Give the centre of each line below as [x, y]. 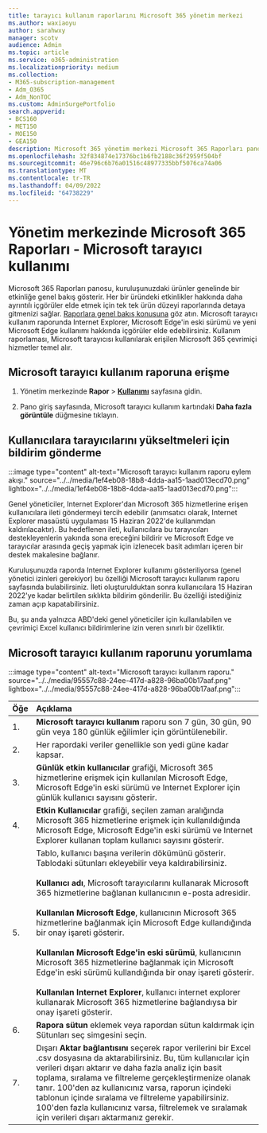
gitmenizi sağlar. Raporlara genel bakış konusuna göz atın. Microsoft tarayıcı [133, 313]
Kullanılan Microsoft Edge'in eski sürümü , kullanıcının [138, 953]
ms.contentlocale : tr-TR [49, 178]
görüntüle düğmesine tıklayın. [69, 415]
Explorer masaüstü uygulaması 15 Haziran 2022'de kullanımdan [112, 521]
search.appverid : [37, 112]
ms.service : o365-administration [64, 60]
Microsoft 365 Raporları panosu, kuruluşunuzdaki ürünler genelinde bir [124, 288]
